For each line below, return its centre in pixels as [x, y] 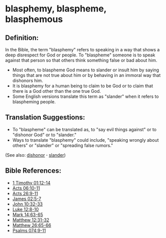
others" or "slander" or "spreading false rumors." [63, 145]
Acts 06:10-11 [26, 188]
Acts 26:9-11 [25, 193]
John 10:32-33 [27, 204]
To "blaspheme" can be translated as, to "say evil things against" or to [84, 129]
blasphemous [34, 19]
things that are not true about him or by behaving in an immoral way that [86, 75]
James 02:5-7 [27, 199]
